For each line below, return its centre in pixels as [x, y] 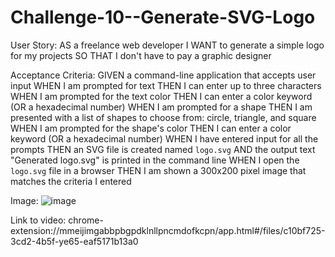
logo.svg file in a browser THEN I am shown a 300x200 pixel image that [158, 170]
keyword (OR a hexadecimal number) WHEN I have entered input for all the [164, 138]
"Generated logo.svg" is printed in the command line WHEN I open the [155, 160]
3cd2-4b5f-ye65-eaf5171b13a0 [74, 241]
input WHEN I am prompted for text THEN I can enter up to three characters [166, 85]
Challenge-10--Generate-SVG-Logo [163, 17]
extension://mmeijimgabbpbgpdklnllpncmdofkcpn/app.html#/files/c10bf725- [168, 230]
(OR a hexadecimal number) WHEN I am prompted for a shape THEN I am [161, 107]
